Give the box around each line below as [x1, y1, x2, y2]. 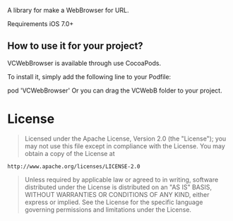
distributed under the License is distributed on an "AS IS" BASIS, [24, 183, 213, 191]
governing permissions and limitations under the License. [24, 205, 192, 214]
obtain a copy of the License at [24, 149, 115, 157]
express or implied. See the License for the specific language [24, 198, 203, 206]
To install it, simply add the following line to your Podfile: [7, 72, 172, 80]
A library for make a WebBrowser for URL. [7, 6, 129, 14]
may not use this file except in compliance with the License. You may [24, 141, 226, 150]
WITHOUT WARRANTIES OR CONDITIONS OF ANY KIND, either [24, 190, 210, 198]
